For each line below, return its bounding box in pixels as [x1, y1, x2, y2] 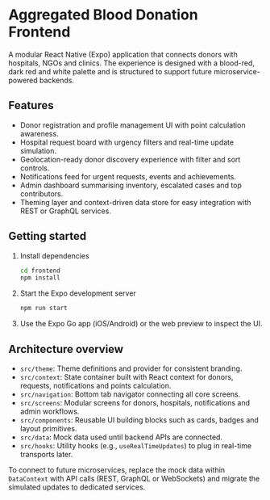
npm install [19, 274, 60, 282]
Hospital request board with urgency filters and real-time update [19, 137, 235, 147]
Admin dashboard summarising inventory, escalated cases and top [19, 180, 242, 190]
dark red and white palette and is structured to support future [8, 66, 212, 76]
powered [8, 75, 38, 85]
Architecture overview [8, 342, 123, 356]
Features [8, 99, 54, 112]
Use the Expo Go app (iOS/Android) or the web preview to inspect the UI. [19, 319, 263, 329]
